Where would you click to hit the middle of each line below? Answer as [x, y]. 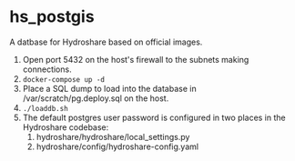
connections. [47, 69]
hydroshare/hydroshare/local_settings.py [113, 136]
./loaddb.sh [45, 108]
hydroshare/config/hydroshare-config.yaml [117, 146]
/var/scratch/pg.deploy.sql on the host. [96, 98]
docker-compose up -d [63, 79]
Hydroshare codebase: [66, 127]
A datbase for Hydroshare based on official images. [106, 42]
